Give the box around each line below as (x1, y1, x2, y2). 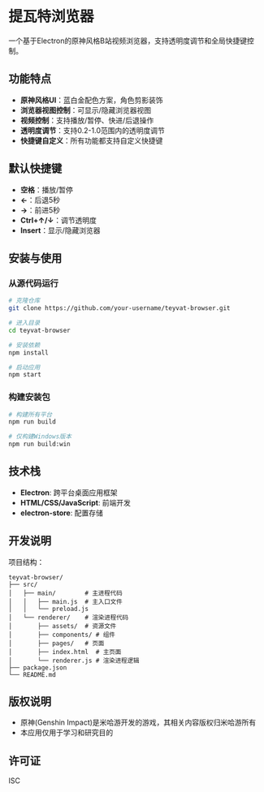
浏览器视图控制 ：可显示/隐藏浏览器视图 (19, 105, 152, 114)
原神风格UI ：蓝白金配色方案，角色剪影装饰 (19, 95, 163, 105)
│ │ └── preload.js (8, 605, 89, 613)
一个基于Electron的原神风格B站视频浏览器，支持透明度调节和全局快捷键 (8, 36, 248, 45)
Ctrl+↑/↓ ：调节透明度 (19, 215, 97, 225)
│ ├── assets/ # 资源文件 (8, 622, 117, 630)
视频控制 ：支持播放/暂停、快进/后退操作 (19, 115, 154, 125)
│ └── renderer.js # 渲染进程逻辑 (8, 656, 140, 665)
